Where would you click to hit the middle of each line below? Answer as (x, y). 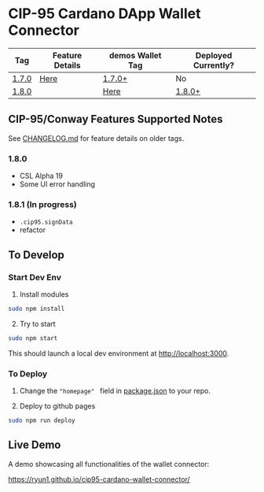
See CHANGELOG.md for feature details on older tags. (96, 138)
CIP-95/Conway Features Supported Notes (115, 119)
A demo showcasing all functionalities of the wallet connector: (109, 464)
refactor (32, 230)
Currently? (214, 65)
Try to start (38, 324)
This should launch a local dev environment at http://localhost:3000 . (119, 353)
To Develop (37, 255)
